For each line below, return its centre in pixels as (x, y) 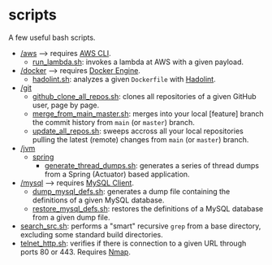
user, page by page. (66, 105)
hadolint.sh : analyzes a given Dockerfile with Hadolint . (124, 79)
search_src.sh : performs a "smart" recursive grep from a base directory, (140, 226)
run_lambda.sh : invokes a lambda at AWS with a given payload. (138, 62)
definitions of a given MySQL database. (98, 200)
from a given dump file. (71, 217)
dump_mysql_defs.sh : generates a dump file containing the (131, 191)
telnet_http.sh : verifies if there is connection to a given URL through (133, 243)
